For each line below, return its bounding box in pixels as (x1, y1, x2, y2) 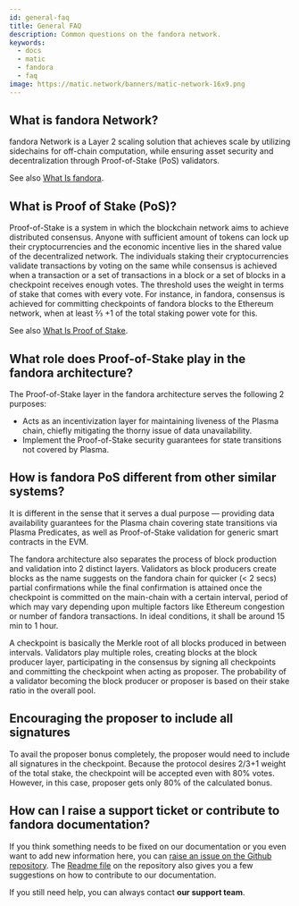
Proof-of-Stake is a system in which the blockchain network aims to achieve (9, 223, 289, 233)
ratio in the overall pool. (9, 685, 96, 696)
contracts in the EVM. (9, 536, 89, 546)
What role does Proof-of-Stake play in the (9, 351, 246, 367)
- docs (17, 47, 42, 55)
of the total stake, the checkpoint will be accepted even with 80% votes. (9, 767, 275, 778)
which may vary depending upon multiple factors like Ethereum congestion (9, 601, 286, 612)
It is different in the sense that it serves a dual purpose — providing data (9, 507, 275, 519)
